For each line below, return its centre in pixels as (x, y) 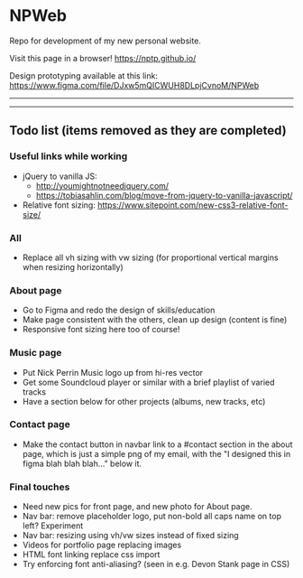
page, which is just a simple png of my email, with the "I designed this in (156, 453)
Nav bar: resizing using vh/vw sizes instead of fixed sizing (130, 536)
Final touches (40, 487)
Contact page (40, 424)
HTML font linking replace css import (91, 555)
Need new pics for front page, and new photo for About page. (137, 507)
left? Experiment (53, 526)
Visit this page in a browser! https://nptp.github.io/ (103, 58)
